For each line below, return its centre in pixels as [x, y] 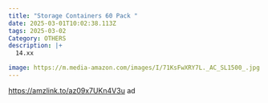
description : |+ [35, 46]
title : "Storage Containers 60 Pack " [73, 16]
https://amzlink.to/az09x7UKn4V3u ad [72, 90]
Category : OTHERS [37, 38]
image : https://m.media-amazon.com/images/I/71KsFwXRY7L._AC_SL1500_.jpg [134, 68]
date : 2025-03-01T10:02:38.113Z [62, 23]
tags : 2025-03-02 [37, 31]
